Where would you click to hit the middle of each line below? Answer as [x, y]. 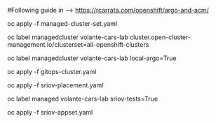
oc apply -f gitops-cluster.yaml [52, 72]
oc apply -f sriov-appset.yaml [50, 112]
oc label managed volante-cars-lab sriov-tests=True [83, 99]
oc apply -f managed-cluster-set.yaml [62, 23]
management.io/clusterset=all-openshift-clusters [78, 44]
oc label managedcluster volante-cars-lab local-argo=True [92, 58]
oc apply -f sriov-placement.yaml [55, 85]
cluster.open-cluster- [160, 37]
